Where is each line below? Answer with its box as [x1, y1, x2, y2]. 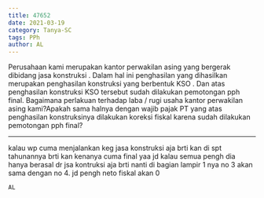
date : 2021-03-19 [8, 19, 65, 27]
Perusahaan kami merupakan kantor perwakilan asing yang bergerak [8, 62, 231, 71]
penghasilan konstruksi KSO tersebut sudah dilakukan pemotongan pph [8, 87, 240, 97]
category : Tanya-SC [8, 26, 72, 34]
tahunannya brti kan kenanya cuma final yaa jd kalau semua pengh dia [8, 152, 236, 161]
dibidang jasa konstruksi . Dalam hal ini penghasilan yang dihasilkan [8, 71, 228, 80]
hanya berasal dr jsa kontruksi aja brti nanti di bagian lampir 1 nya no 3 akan [8, 160, 253, 170]
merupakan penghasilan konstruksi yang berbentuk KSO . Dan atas [8, 79, 225, 89]
